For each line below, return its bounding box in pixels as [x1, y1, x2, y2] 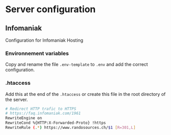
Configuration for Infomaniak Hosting [5, 37, 83, 43]
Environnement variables [5, 50, 69, 57]
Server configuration [5, 4, 96, 15]
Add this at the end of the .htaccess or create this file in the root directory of [5, 91, 166, 97]
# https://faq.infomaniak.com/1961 [5, 111, 81, 116]
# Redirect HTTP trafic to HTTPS [5, 106, 77, 111]
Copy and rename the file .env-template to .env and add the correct [5, 61, 148, 68]
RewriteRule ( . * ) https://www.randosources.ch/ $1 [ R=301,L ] [5, 125, 136, 130]
